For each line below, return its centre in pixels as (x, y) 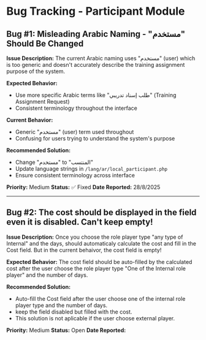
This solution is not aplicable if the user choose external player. (95, 318)
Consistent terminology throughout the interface (76, 108)
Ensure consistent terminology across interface (75, 175)
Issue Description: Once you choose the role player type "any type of (95, 237)
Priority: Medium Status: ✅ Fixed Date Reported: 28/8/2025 (83, 187)
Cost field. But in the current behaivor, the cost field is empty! (84, 250)
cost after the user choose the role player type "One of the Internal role (96, 268)
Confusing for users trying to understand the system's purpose (95, 138)
